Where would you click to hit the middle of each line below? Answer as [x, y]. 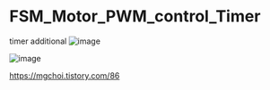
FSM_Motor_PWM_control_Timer [135, 16]
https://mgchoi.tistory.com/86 [65, 75]
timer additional [38, 41]
